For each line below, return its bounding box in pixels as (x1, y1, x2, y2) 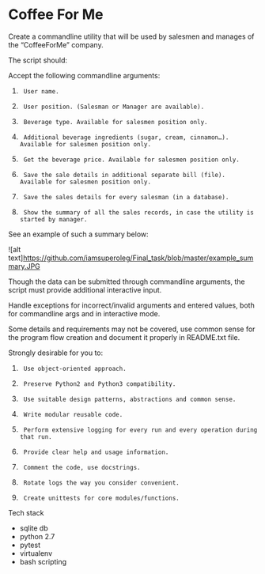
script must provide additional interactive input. (8, 285, 162, 294)
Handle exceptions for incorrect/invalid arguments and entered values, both (8, 300, 255, 310)
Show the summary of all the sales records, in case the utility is (23, 208, 255, 217)
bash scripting (19, 557, 67, 566)
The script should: (8, 55, 68, 65)
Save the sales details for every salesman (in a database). (23, 193, 229, 201)
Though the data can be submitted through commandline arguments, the (8, 277, 245, 286)
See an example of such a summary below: (8, 229, 149, 239)
